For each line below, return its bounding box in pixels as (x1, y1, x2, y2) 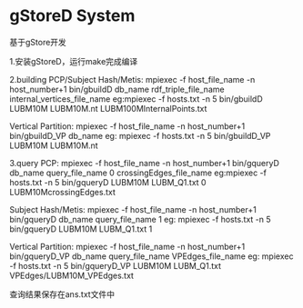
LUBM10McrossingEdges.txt (9, 186, 116, 197)
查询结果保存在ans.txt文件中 (9, 288, 116, 300)
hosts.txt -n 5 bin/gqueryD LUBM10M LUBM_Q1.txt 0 (9, 176, 207, 187)
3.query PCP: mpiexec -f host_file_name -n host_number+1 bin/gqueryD (9, 157, 280, 168)
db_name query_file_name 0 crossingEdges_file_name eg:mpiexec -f (9, 167, 267, 178)
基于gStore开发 (9, 36, 66, 47)
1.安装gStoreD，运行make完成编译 (9, 55, 138, 66)
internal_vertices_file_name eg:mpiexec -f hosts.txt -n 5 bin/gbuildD (9, 93, 264, 104)
